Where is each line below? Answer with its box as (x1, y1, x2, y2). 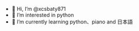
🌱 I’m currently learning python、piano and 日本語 (11, 18, 133, 25)
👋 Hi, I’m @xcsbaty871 (11, 6, 66, 12)
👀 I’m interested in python (11, 11, 74, 18)
